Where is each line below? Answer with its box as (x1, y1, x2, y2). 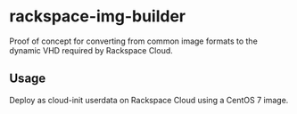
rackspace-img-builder (9, 6, 186, 27)
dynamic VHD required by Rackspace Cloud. (9, 45, 174, 55)
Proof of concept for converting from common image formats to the (9, 36, 259, 46)
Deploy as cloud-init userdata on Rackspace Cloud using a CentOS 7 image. (9, 94, 289, 105)
